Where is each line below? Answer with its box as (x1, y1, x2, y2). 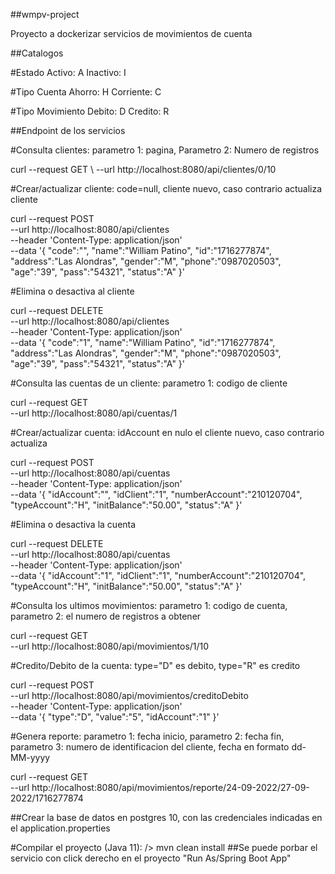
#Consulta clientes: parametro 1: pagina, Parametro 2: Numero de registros (10, 144, 320, 156)
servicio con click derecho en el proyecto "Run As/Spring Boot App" (10, 852, 292, 864)
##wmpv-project (10, 9, 80, 20)
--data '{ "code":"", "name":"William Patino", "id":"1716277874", (10, 245, 272, 256)
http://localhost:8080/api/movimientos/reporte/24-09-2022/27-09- (31, 782, 310, 793)
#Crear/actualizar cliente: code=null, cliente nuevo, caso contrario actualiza (10, 183, 323, 194)
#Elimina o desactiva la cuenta (10, 519, 137, 530)
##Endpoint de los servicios (10, 125, 126, 136)
